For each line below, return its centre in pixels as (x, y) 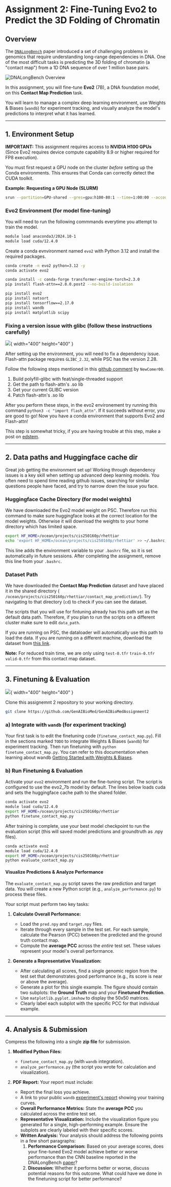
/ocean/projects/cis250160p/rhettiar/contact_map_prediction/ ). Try (78, 597)
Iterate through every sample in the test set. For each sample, (85, 929)
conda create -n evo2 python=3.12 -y (45, 266)
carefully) (18, 332)
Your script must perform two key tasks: (47, 904)
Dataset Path (22, 574)
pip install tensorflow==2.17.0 (39, 303)
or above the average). (44, 981)
